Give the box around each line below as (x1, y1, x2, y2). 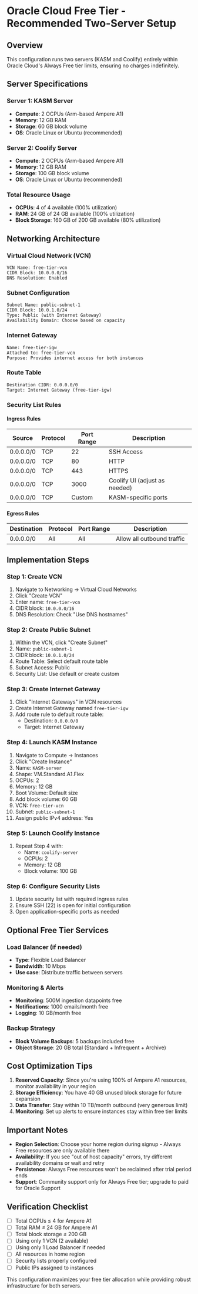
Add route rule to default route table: (15, 711, 104, 718)
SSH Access (108, 447, 143, 455)
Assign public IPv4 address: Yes (15, 814, 93, 821)
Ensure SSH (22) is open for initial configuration (15, 902, 131, 909)
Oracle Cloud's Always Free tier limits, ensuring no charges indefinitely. (6, 62, 180, 69)
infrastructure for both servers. (6, 1282, 82, 1289)
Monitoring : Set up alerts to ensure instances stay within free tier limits (15, 1108, 187, 1115)
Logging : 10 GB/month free (15, 1010, 82, 1017)
